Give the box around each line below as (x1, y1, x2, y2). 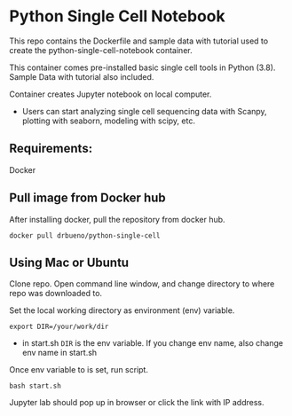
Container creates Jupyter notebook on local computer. (9, 89, 212, 99)
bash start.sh (9, 381, 62, 391)
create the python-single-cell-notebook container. (9, 44, 193, 55)
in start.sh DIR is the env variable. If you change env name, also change (21, 338, 284, 349)
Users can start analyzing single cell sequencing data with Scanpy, (21, 106, 268, 116)
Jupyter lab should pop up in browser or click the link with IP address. (9, 397, 264, 408)
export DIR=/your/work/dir (9, 322, 109, 332)
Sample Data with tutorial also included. (9, 71, 154, 82)
